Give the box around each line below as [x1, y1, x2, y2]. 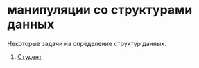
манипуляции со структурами [7, 2, 193, 18]
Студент [17, 52, 42, 60]
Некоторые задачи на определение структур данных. [7, 39, 166, 47]
